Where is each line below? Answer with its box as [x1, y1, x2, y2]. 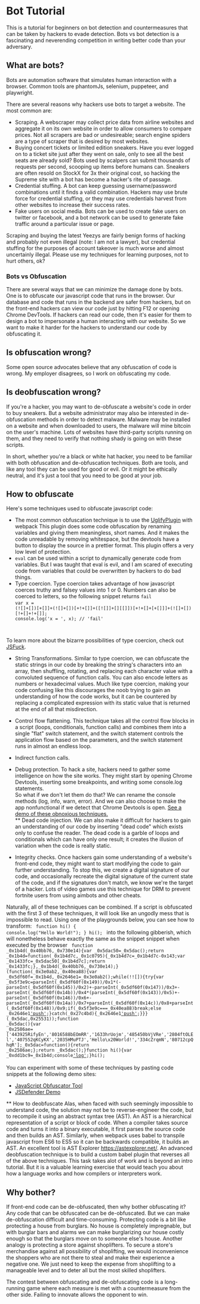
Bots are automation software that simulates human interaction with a [6, 76, 177, 83]
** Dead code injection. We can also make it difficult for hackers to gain [14, 816, 191, 824]
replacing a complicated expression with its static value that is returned [14, 699, 190, 706]
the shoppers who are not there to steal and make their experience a [6, 1254, 175, 1262]
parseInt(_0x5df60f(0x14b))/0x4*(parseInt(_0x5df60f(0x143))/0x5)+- [6, 990, 180, 996]
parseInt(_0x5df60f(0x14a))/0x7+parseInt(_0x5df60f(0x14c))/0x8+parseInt [6, 1000, 194, 1006]
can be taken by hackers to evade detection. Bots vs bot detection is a [6, 30, 179, 37]
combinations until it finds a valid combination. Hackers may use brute [14, 188, 188, 196]
